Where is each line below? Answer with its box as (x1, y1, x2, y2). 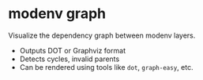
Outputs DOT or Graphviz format (19, 45, 126, 55)
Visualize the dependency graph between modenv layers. (8, 31, 196, 40)
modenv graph (8, 5, 107, 23)
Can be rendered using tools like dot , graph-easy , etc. (19, 62, 194, 71)
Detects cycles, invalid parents (19, 54, 120, 64)
